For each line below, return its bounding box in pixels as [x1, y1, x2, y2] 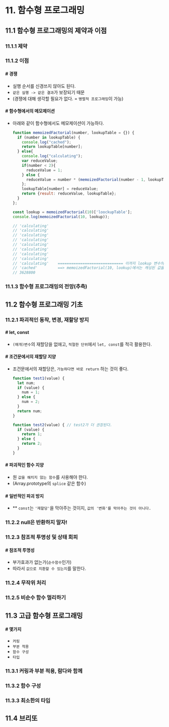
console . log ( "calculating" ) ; [22, 154, 83, 159]
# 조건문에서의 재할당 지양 [5, 354, 56, 360]
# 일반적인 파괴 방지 [5, 493, 44, 499]
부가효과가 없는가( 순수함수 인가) [12, 559, 72, 565]
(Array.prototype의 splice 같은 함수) [12, 481, 87, 487]
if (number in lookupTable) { [17, 135, 80, 140]
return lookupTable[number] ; [22, 144, 83, 149]
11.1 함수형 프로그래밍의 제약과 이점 [5, 26, 107, 35]
